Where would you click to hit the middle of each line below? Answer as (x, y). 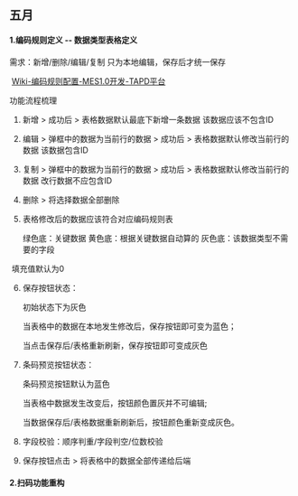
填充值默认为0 (38, 268)
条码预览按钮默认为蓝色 (66, 384)
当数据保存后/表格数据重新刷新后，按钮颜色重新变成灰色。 (130, 422)
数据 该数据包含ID (55, 150)
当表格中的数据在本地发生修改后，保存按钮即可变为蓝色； (129, 326)
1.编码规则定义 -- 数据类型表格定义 (74, 40)
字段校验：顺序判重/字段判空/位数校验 (93, 441)
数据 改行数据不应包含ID (67, 180)
